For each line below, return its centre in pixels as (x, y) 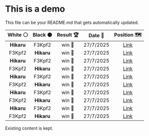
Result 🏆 (68, 35)
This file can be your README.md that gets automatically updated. (72, 22)
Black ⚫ (42, 35)
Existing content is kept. (29, 128)
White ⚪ (18, 35)
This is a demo (35, 9)
